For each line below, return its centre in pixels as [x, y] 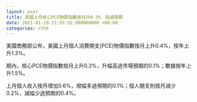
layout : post [22, 12]
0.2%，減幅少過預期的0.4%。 [43, 93]
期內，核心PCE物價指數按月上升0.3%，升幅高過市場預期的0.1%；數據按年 [96, 66]
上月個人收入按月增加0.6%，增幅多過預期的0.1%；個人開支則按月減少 [91, 86]
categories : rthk [28, 28]
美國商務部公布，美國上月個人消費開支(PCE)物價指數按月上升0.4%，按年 [95, 46]
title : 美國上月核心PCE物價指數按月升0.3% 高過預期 [65, 17]
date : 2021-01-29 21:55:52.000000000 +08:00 [62, 23]
